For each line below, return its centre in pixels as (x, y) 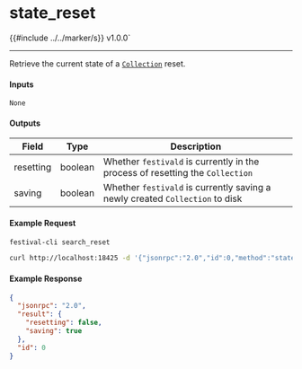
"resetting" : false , (64, 323)
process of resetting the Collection (178, 173)
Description (196, 146)
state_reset (53, 13)
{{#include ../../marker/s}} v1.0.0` (70, 38)
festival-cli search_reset (60, 242)
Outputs (25, 123)
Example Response (46, 278)
